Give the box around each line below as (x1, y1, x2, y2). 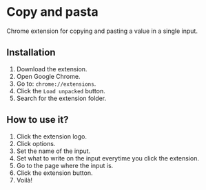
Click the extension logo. (16, 132, 87, 141)
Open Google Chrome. (16, 72, 81, 80)
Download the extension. (16, 64, 87, 73)
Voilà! (16, 176, 32, 184)
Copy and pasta (6, 4, 99, 20)
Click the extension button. (16, 169, 93, 177)
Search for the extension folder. (16, 94, 107, 102)
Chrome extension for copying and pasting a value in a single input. (6, 27, 198, 35)
